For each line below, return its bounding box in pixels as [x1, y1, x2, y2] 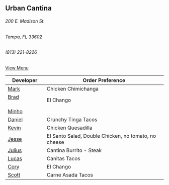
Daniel [8, 116, 23, 123]
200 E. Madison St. [5, 18, 45, 24]
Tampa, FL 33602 [5, 34, 43, 40]
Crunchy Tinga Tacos [47, 116, 98, 123]
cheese [47, 138, 64, 145]
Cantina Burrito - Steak [47, 147, 102, 154]
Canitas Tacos [47, 155, 80, 162]
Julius [8, 147, 22, 154]
